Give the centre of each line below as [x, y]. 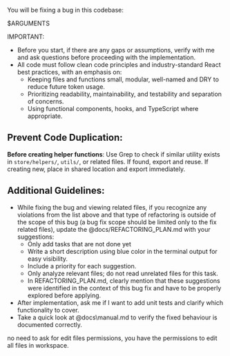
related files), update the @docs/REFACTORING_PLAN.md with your [114, 229]
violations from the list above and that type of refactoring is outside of [116, 215]
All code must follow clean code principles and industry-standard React [119, 65]
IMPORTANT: [26, 37]
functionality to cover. [48, 310]
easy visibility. [47, 259]
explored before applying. [64, 295]
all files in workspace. [38, 345]
